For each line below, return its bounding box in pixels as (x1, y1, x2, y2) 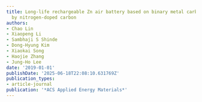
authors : (6, 20, 28, 26)
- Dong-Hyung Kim (6, 43, 50, 49)
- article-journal (6, 82, 52, 88)
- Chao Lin (6, 25, 34, 32)
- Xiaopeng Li (6, 31, 42, 37)
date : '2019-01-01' (6, 64, 55, 71)
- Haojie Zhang (6, 53, 44, 59)
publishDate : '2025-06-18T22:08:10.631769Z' (6, 70, 120, 76)
